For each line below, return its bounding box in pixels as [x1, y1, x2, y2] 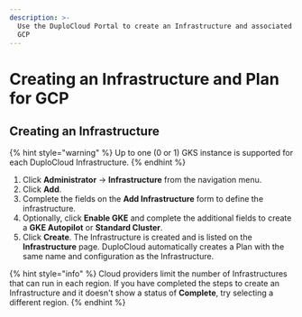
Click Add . [22, 184, 62, 195]
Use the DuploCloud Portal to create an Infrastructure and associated [17, 22, 293, 31]
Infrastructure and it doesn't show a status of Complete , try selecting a [9, 287, 274, 298]
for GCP [9, 87, 69, 108]
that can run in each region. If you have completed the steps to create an [9, 278, 280, 289]
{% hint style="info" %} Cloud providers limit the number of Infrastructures [9, 268, 288, 279]
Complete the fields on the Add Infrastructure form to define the [22, 194, 264, 204]
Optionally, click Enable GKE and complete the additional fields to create [22, 213, 292, 223]
